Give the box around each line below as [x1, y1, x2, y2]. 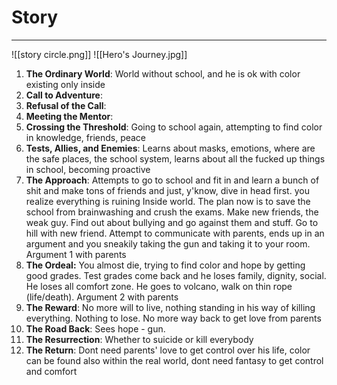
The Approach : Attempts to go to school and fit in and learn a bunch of [25, 174, 320, 186]
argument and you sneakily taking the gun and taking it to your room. [25, 237, 311, 250]
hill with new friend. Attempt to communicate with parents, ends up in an [25, 227, 325, 239]
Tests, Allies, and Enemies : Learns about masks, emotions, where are [25, 142, 316, 154]
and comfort [25, 365, 78, 377]
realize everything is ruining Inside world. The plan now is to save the [25, 195, 311, 207]
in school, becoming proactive [25, 163, 151, 175]
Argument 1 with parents [25, 248, 127, 260]
